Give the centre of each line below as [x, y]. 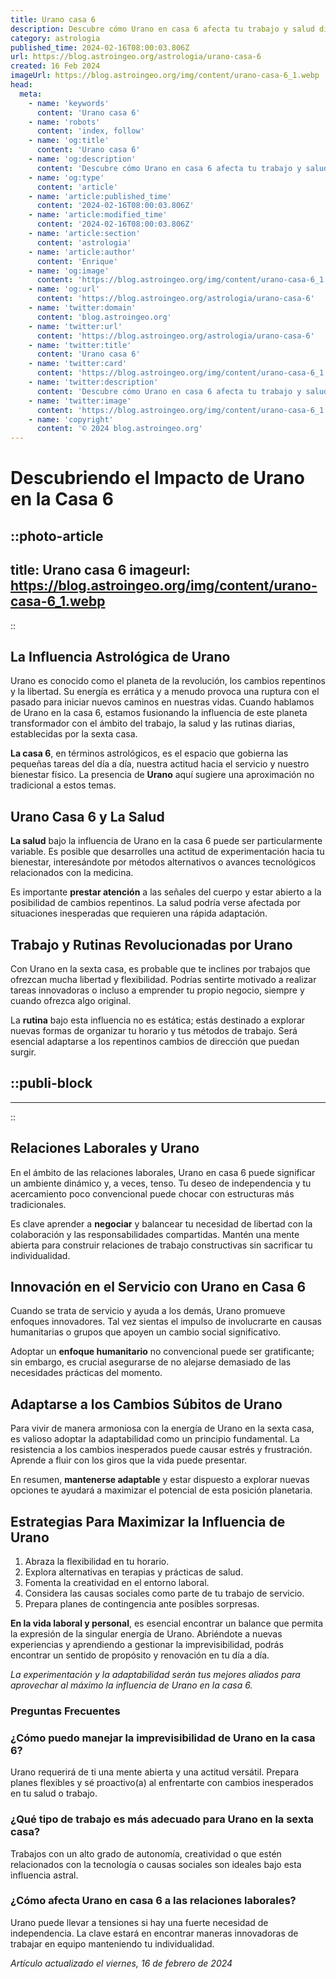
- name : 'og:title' [69, 141]
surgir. [23, 1052]
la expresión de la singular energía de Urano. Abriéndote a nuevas [146, 1634]
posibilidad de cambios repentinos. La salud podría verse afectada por [155, 903]
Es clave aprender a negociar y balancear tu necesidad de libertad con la [161, 1223]
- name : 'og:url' [64, 289]
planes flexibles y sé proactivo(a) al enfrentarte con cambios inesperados [162, 1783]
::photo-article [57, 536]
